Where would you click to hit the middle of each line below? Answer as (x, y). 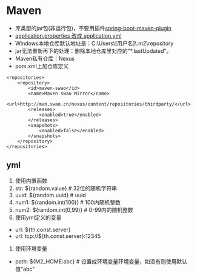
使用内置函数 (31, 180)
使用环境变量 (31, 248)
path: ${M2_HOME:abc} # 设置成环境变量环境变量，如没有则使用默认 (101, 261)
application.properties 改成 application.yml (68, 36)
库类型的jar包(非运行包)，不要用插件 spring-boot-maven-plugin (93, 28)
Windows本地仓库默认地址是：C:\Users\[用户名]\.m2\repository (94, 43)
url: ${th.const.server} (43, 229)
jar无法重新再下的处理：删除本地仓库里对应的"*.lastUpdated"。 (93, 51)
